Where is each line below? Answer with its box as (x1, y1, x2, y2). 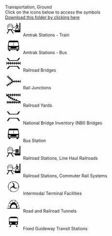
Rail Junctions (22, 85, 52, 90)
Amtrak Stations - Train (22, 32, 70, 38)
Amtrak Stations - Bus (22, 50, 67, 55)
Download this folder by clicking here (5, 15, 80, 20)
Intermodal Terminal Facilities (22, 190, 82, 196)
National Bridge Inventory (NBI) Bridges (22, 120, 102, 126)
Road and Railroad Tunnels (22, 208, 77, 214)
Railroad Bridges (22, 67, 56, 73)
